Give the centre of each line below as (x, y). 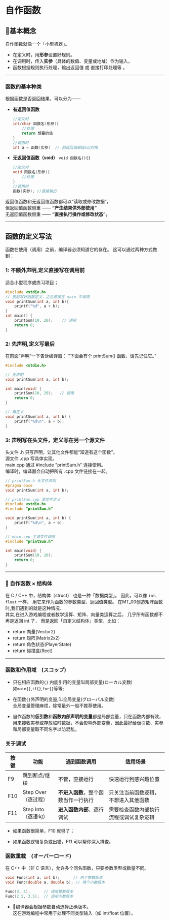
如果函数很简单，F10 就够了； (44, 831)
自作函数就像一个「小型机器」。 (37, 44)
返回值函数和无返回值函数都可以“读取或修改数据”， (58, 201)
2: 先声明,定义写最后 (30, 344)
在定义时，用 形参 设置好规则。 (44, 55)
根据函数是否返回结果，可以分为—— (43, 99)
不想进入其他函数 (129, 800)
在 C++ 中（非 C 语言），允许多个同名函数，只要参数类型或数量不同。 (77, 868)
